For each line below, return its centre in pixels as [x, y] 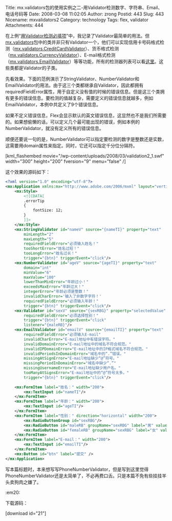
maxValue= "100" [40, 277]
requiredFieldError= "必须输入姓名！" [61, 244]
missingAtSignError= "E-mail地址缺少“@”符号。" [71, 359]
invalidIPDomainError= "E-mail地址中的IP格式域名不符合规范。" [86, 349]
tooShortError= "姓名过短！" [52, 249]
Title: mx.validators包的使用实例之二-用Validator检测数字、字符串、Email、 [84, 7]
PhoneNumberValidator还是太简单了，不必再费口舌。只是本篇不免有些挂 [81, 476]
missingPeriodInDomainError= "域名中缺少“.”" [70, 363]
